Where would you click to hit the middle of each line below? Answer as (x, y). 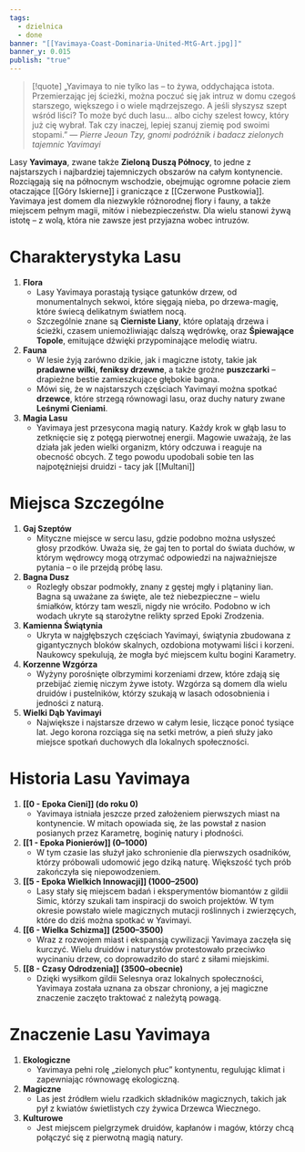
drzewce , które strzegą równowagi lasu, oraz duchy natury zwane (161, 399)
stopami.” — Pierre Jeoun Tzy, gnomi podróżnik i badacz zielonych (158, 135)
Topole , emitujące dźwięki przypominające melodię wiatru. (147, 340)
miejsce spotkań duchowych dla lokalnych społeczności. (142, 742)
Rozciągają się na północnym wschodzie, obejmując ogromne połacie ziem (150, 182)
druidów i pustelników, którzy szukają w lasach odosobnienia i (153, 693)
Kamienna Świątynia (62, 625)
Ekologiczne (46, 1060)
